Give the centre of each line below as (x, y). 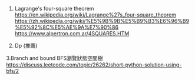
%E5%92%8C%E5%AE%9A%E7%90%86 (67, 27)
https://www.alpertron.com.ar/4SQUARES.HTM (72, 34)
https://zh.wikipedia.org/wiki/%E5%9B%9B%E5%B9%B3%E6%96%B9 (102, 21)
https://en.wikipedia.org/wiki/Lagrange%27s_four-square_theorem (95, 15)
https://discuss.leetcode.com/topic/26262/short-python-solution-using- (94, 65)
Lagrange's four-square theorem (54, 9)
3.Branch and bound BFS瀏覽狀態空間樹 (54, 58)
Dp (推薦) (26, 46)
